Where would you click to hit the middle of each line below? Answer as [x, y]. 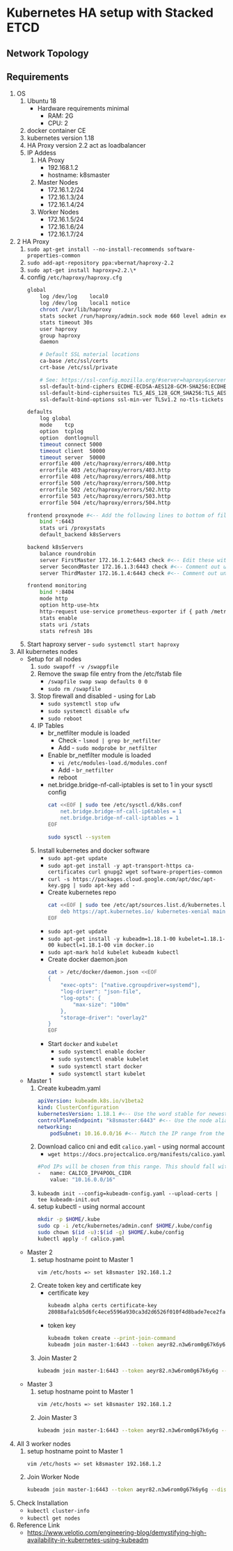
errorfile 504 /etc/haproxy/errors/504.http [105, 503]
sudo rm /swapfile [74, 689]
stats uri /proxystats [73, 528]
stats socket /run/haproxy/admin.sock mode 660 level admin [129, 316]
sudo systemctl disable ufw [88, 712]
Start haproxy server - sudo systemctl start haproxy [103, 644]
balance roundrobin [68, 554]
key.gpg [59, 885]
